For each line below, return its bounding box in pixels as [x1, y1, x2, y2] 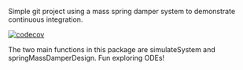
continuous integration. [8, 15, 83, 24]
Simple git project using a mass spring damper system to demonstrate [8, 7, 236, 16]
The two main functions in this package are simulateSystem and [8, 45, 216, 54]
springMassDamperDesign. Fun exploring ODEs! [8, 54, 165, 62]
